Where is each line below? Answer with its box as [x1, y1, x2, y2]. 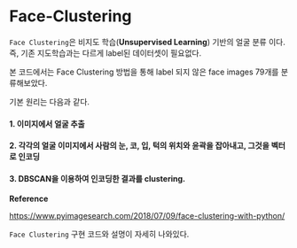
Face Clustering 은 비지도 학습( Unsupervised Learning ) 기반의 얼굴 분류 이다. [9, 36, 285, 47]
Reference [9, 193, 49, 205]
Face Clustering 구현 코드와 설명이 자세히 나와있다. [9, 229, 190, 240]
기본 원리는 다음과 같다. [9, 96, 90, 107]
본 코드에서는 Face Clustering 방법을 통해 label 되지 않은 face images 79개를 [9, 66, 279, 77]
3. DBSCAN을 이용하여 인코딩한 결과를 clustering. [9, 173, 186, 183]
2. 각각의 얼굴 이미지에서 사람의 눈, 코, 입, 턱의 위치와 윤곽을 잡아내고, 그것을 [9, 140, 270, 151]
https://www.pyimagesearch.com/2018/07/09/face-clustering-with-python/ [9, 211, 285, 221]
